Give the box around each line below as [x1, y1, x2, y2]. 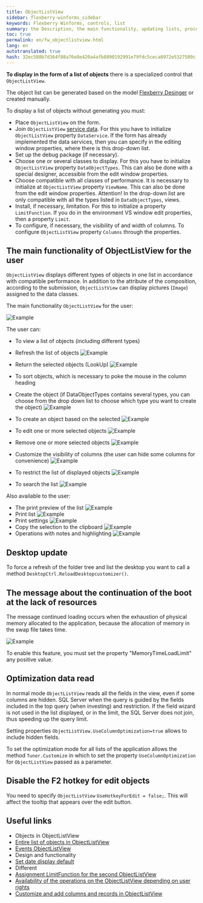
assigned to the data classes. [6, 290, 79, 298]
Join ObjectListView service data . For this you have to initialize [14, 125, 172, 132]
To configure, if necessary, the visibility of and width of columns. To [14, 222, 184, 229]
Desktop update [6, 547, 68, 558]
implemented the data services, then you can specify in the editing [14, 138, 181, 145]
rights [14, 883, 30, 891]
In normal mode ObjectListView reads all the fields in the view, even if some [6, 689, 195, 697]
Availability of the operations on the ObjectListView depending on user [14, 877, 191, 884]
